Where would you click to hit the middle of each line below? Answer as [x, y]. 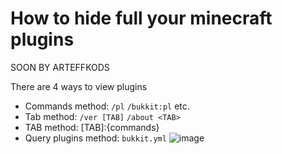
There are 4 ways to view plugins [79, 86]
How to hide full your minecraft [141, 18]
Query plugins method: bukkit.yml [95, 138]
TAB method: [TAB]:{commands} [92, 127]
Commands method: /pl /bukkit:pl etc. [107, 106]
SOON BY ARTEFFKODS [60, 67]
